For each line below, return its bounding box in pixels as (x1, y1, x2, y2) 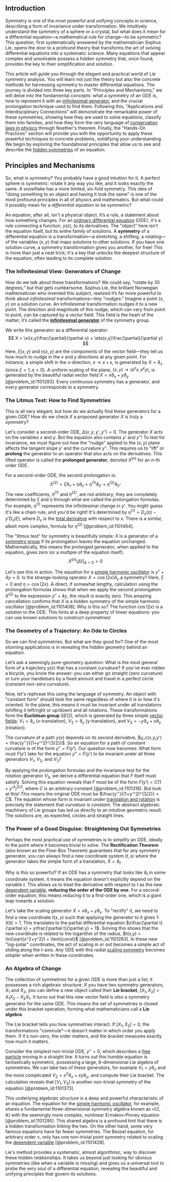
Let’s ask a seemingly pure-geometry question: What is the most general (5, 659, 158, 665)
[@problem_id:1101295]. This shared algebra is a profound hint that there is (5, 1118, 162, 1124)
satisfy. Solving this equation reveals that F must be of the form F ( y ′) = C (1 (5, 779, 161, 785)
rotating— (145, 233, 166, 239)
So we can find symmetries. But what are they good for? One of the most (5, 639, 159, 645)
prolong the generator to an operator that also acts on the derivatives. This (5, 451, 162, 457)
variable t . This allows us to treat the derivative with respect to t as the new (5, 881, 163, 888)
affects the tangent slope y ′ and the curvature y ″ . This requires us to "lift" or (5, 445, 164, 451)
